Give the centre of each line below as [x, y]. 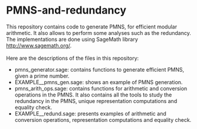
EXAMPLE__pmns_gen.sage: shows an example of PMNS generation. [98, 82]
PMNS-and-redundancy [66, 10]
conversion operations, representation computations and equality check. [103, 120]
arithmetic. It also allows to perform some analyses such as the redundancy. [99, 33]
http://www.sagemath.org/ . [39, 46]
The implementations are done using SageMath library [72, 39]
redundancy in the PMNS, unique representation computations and [96, 101]
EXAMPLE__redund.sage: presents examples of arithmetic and [90, 114]
